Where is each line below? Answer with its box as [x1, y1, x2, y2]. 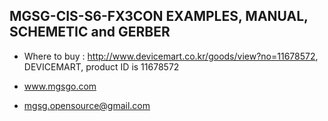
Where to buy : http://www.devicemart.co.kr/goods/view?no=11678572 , [23, 50, 319, 62]
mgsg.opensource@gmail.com [23, 99, 151, 111]
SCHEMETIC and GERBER [9, 24, 171, 41]
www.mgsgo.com [23, 80, 97, 92]
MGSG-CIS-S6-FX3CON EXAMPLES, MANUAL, [9, 8, 309, 25]
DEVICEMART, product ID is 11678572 [23, 60, 180, 73]
